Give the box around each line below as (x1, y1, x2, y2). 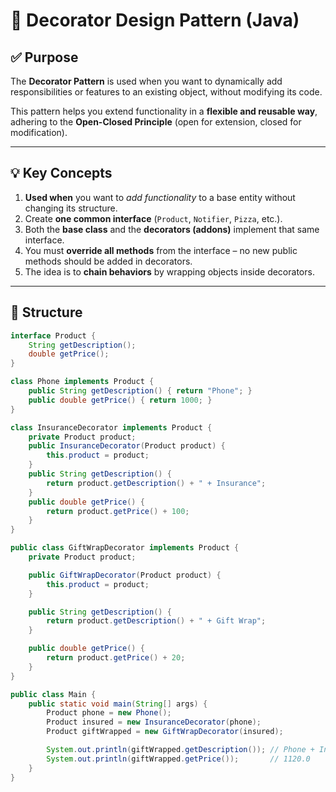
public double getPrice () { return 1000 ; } (28, 395, 213, 405)
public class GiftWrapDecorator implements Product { (10, 543, 240, 553)
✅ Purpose (10, 49, 79, 66)
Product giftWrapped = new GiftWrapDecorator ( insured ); (46, 727, 284, 737)
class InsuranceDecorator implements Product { (10, 422, 213, 433)
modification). (10, 127, 68, 138)
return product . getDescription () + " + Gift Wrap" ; (46, 616, 267, 626)
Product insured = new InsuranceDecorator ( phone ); (46, 717, 262, 728)
